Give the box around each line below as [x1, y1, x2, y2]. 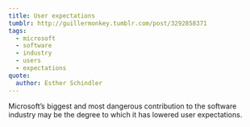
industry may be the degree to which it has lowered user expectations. [8, 109, 243, 119]
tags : [8, 27, 27, 35]
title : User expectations [8, 11, 95, 20]
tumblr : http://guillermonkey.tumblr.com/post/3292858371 [8, 19, 207, 27]
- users [15, 57, 42, 65]
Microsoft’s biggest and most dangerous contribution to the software [8, 101, 237, 111]
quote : [8, 72, 31, 80]
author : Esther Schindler [15, 79, 103, 87]
